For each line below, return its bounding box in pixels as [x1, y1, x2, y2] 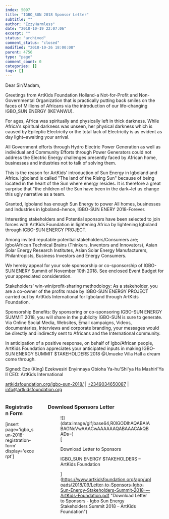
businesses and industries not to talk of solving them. [5, 160, 117, 166]
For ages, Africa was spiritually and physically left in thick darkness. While [5, 118, 159, 124]
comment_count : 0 [5, 59, 42, 64]
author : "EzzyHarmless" [5, 21, 55, 27]
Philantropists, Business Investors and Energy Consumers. [5, 253, 127, 258]
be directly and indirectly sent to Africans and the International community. [5, 330, 161, 336]
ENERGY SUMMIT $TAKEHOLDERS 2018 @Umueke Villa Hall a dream [16, 351, 160, 356]
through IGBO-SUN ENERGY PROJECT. [5, 227, 87, 233]
